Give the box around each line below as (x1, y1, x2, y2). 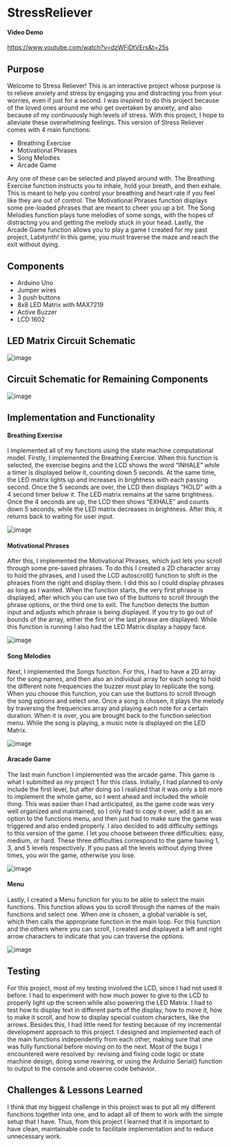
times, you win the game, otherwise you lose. (7, 850, 136, 859)
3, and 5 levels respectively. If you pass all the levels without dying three (7, 844, 213, 852)
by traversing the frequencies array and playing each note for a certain (7, 704, 208, 712)
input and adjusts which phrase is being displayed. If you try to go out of (7, 608, 213, 617)
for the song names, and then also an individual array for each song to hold (7, 675, 221, 683)
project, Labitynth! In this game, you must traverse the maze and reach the (7, 233, 219, 241)
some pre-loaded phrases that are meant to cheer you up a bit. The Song (7, 203, 215, 212)
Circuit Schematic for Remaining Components (7, 374, 208, 386)
